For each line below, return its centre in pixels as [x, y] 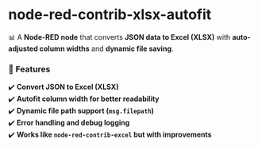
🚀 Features [29, 69]
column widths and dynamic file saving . [106, 48]
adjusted [23, 48]
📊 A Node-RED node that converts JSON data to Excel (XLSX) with [119, 37]
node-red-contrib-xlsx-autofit [110, 15]
